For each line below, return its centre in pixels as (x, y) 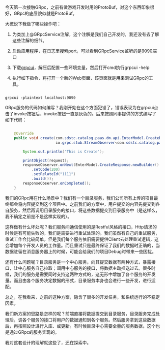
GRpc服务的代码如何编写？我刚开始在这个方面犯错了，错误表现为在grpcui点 (82, 108)
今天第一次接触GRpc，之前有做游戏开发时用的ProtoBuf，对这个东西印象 (78, 7)
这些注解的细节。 (29, 40)
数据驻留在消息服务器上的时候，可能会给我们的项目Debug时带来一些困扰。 (81, 251)
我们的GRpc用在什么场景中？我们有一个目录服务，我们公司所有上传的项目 (80, 198)
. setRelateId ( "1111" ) (54, 174)
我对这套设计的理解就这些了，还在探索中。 (48, 342)
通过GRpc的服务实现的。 (34, 332)
